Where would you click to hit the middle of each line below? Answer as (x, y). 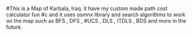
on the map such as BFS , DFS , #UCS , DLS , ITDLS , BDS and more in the (96, 21)
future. (14, 27)
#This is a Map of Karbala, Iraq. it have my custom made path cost (87, 8)
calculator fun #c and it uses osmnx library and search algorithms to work (96, 15)
